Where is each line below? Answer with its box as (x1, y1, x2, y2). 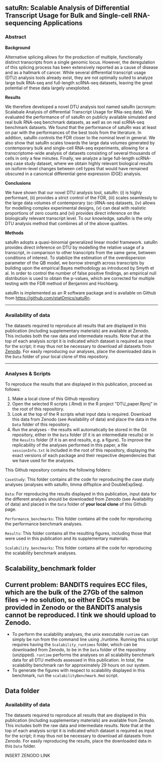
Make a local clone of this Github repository (12, 396, 99, 402)
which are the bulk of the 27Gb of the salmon (5, 588, 144, 597)
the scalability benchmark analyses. (5, 550, 77, 556)
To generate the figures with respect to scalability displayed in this (12, 667, 145, 673)
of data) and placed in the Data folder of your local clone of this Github (5, 502, 147, 507)
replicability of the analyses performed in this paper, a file (12, 442, 128, 448)
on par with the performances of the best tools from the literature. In (5, 130, 142, 135)
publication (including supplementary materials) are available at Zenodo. (5, 327, 150, 334)
